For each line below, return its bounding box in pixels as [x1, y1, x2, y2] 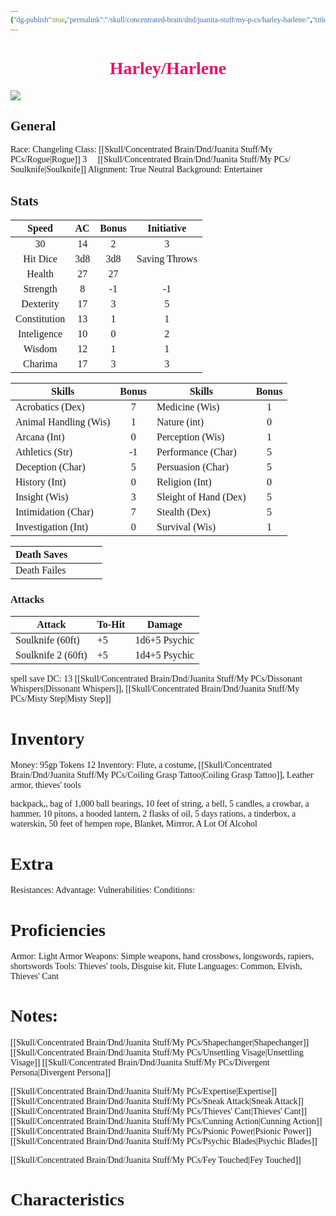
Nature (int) [156, 416, 205, 428]
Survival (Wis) [156, 521, 217, 533]
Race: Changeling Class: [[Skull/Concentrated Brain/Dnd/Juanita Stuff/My [10, 144, 273, 155]
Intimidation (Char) [15, 506, 94, 518]
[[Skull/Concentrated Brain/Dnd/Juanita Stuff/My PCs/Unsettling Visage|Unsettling [10, 1047, 304, 1058]
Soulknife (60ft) [15, 634, 80, 646]
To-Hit [96, 619, 126, 631]
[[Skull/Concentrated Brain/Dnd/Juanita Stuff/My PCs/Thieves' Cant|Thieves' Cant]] [10, 1106, 307, 1117]
